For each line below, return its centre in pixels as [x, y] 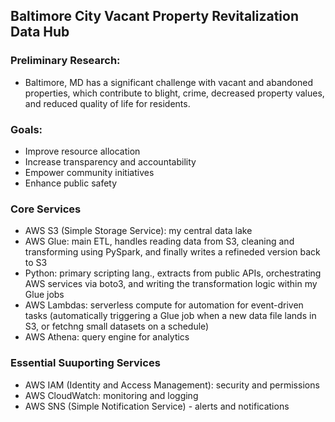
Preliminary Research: [65, 61]
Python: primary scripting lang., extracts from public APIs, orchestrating [173, 273]
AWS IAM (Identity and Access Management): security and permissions [172, 385]
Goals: [26, 129]
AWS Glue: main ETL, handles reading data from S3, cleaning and [159, 241]
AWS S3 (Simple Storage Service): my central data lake [138, 231]
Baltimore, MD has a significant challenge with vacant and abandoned [168, 82]
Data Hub [40, 32]
